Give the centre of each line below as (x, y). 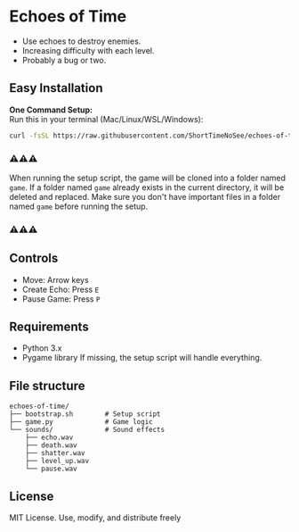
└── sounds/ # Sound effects (87, 430)
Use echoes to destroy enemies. (81, 41)
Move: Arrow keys (55, 279)
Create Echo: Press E (61, 289)
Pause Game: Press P (61, 299)
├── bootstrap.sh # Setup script (85, 414)
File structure (47, 386)
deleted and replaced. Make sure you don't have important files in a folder (145, 196)
